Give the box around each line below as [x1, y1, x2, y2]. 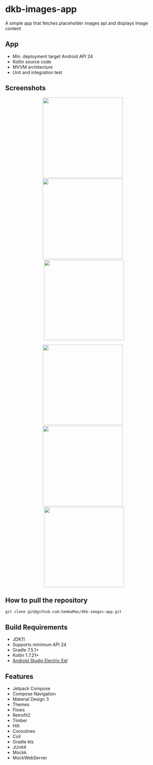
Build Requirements [5, 623, 68, 632]
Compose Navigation [12, 691, 56, 697]
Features [5, 672, 33, 681]
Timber [12, 717, 27, 723]
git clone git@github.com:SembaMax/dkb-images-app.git [5, 609, 122, 615]
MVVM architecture [12, 64, 53, 70]
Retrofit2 [12, 712, 31, 718]
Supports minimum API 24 [12, 642, 66, 648]
